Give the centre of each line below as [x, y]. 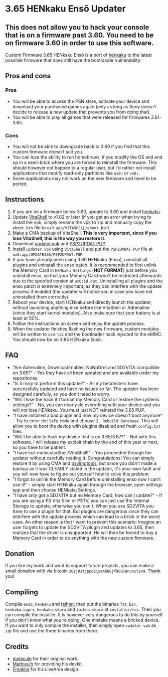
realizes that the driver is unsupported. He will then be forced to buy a [85, 533]
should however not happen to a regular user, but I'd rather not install [84, 167]
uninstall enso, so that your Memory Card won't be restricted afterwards [87, 275]
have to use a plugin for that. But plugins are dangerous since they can [86, 511]
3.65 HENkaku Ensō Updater [66, 9]
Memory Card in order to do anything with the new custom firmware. [83, 538]
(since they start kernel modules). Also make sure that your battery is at [86, 313]
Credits [17, 647]
